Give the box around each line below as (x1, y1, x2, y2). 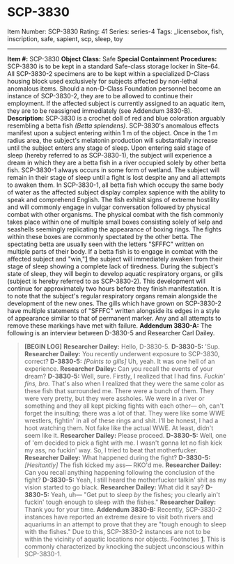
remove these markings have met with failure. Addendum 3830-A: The (7, 321, 212, 330)
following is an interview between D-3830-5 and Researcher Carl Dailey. (7, 328, 215, 337)
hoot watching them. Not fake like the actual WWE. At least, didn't (24, 423, 214, 432)
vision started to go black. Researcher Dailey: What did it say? (24, 482, 204, 491)
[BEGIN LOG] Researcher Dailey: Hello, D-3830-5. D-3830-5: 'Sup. (24, 342, 221, 351)
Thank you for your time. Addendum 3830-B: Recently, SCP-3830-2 (24, 505, 222, 513)
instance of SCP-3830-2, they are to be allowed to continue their (7, 91, 193, 100)
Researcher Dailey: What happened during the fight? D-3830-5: (24, 453, 211, 462)
